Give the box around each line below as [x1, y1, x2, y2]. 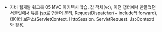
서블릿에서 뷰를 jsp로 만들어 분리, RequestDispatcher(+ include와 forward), [9, 10, 158, 16]
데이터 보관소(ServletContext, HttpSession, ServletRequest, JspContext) [9, 16, 155, 21]
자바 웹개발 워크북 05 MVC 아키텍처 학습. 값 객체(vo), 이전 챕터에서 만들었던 [9, 4, 156, 10]
